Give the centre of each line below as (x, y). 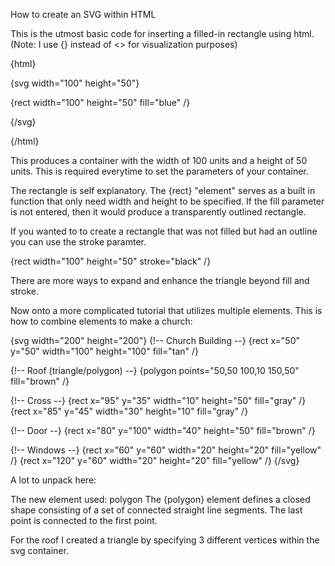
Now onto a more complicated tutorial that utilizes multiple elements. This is (166, 310)
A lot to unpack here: (53, 480)
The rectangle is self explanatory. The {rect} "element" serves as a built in (163, 190)
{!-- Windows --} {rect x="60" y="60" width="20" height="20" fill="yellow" (166, 450)
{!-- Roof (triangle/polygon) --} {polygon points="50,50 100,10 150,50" (155, 370)
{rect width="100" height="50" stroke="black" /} (111, 261)
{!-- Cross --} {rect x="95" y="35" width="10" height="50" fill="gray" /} (158, 400)
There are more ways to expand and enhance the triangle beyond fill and (160, 280)
